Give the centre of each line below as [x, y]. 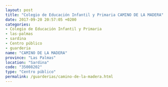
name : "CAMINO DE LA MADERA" [36, 53]
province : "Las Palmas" [31, 58]
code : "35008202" [24, 67]
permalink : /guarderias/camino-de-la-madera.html [59, 77]
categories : [18, 24]
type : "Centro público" [31, 72]
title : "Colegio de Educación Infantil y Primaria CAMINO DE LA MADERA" [85, 15]
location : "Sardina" [27, 62]
